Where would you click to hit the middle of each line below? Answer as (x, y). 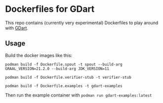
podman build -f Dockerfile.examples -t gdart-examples (64, 86)
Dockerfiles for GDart (50, 9)
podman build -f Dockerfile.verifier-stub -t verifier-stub (68, 77)
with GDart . (17, 28)
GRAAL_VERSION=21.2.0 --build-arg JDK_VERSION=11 (57, 69)
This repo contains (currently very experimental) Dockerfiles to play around (82, 23)
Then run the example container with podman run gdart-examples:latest (79, 95)
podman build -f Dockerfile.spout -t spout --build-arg (64, 64)
